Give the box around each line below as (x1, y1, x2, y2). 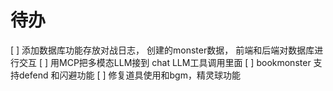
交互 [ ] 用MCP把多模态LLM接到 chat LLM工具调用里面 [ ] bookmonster (18, 56, 312, 68)
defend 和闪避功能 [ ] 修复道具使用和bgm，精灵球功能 (18, 69, 241, 81)
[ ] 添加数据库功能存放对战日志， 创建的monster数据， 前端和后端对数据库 (10, 44, 315, 56)
